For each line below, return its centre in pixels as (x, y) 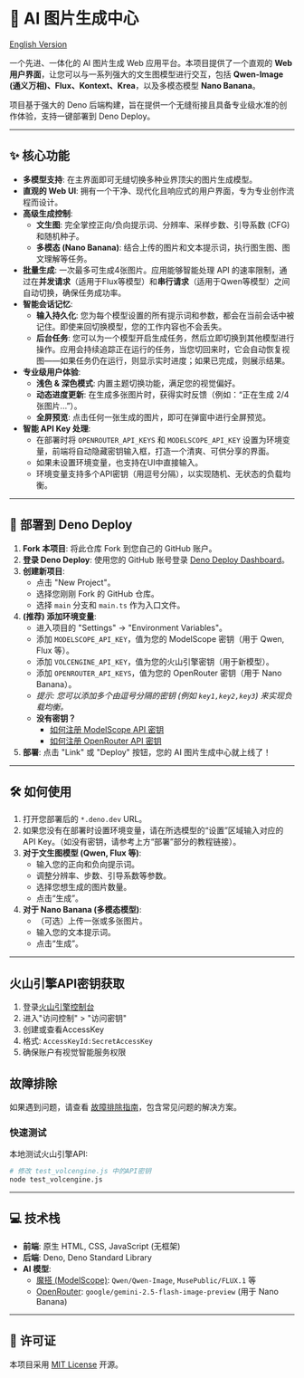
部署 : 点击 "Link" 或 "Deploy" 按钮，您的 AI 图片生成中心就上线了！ (147, 751)
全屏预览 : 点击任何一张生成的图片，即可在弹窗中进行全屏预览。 (153, 416)
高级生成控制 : (47, 213)
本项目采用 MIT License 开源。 (66, 1364)
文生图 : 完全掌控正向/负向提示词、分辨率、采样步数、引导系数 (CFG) (163, 225)
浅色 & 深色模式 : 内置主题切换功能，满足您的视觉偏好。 (138, 383)
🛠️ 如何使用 (41, 792)
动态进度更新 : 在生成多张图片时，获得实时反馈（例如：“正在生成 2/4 (162, 394)
